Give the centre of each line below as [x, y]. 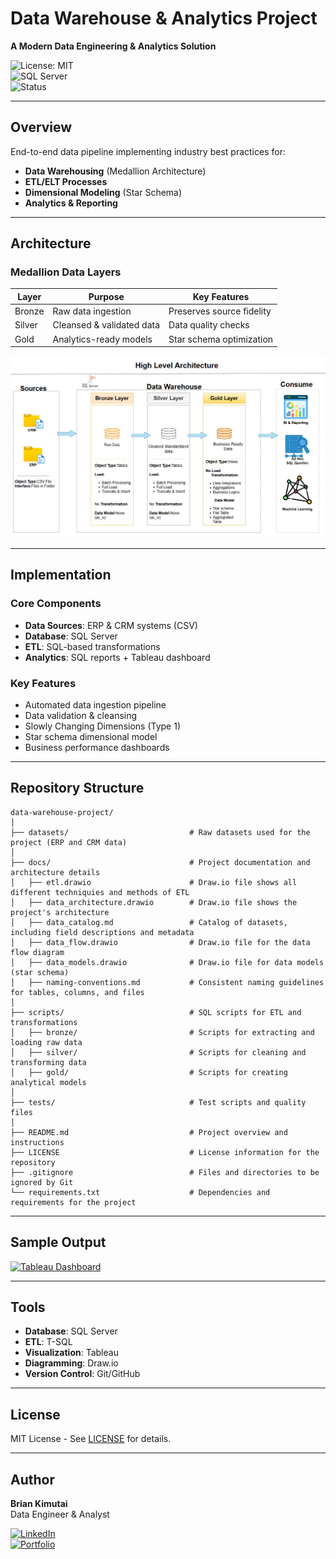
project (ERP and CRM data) [69, 842]
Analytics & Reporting [71, 203]
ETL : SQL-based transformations [92, 646]
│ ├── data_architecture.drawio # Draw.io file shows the [154, 902]
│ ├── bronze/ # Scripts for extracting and [162, 1032]
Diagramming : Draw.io [71, 1363]
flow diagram [37, 952]
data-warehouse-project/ [62, 812]
